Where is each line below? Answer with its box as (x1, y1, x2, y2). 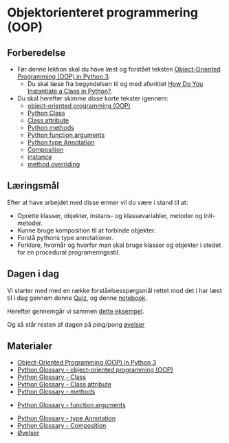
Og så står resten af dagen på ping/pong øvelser (7, 320, 145, 328)
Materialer (7, 341, 53, 352)
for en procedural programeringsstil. (17, 248, 120, 256)
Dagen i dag (7, 268, 60, 280)
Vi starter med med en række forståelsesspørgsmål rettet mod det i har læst (7, 286, 222, 294)
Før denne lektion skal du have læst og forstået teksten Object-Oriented (17, 65, 221, 73)
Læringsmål (7, 180, 60, 192)
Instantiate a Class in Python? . (27, 87, 113, 95)
